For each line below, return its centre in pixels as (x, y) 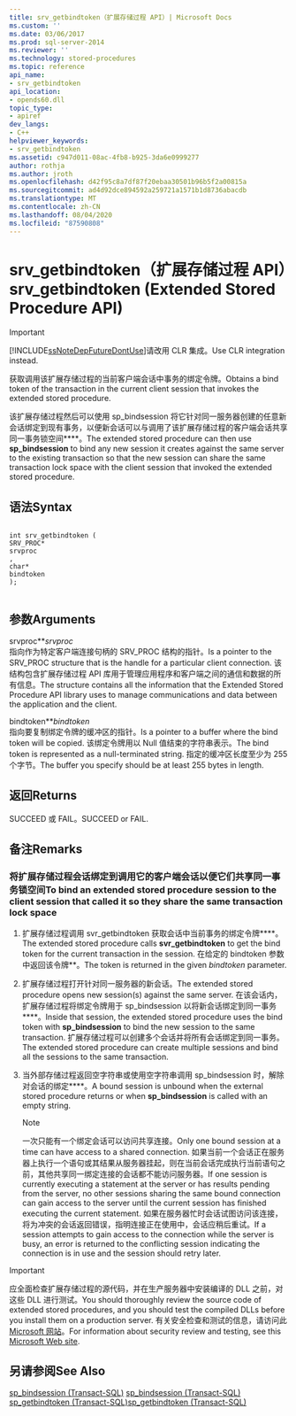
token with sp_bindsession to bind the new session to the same (138, 1026)
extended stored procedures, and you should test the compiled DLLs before (147, 1309)
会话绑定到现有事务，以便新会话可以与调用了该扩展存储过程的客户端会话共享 (148, 428)
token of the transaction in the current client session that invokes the (134, 389)
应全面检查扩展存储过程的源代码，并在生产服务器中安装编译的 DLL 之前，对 (146, 1288)
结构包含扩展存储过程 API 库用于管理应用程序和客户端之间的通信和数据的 (141, 674)
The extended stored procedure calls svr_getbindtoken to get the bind (151, 943)
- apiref (25, 116)
